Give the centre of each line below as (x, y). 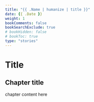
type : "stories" (21, 41)
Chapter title (24, 83)
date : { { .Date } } (24, 14)
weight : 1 (15, 18)
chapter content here (26, 94)
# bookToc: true (21, 37)
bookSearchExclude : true (30, 28)
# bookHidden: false (26, 32)
